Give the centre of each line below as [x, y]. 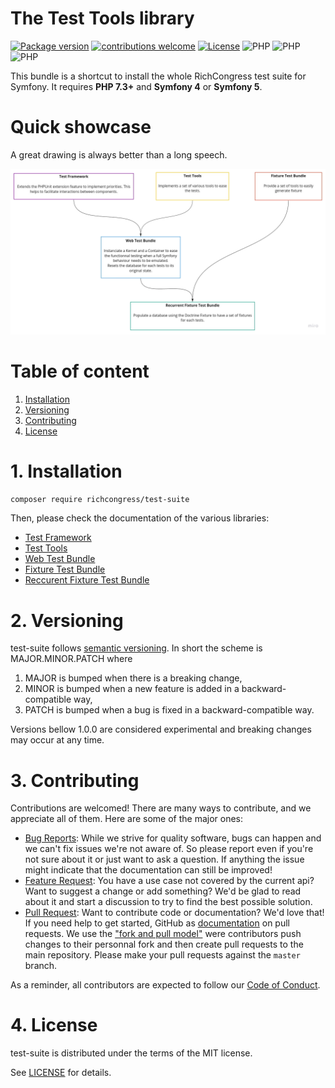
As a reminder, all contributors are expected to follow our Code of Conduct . [165, 985]
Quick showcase [81, 127]
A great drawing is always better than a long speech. [119, 154]
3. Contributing [75, 780]
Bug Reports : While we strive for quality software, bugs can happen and [173, 838]
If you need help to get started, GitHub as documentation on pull [157, 923]
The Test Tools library [102, 18]
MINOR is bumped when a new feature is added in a [132, 689]
